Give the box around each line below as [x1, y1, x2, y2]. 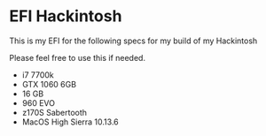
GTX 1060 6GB [21, 79, 77, 89]
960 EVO [21, 97, 56, 108]
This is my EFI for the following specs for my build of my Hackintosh [9, 35, 258, 46]
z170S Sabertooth [21, 107, 87, 117]
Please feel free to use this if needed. [9, 52, 146, 63]
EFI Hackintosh [9, 6, 122, 26]
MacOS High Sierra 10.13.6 [21, 117, 119, 127]
